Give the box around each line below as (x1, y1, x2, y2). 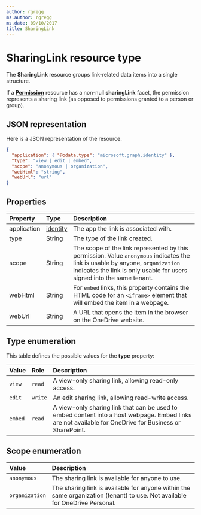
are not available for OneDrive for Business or (53, 418, 181, 426)
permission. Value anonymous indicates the (72, 251, 190, 259)
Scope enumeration (6, 446, 81, 456)
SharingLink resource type (6, 51, 142, 65)
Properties (6, 196, 47, 207)
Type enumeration (6, 336, 77, 346)
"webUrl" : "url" (11, 174, 52, 180)
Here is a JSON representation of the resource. (6, 135, 123, 142)
